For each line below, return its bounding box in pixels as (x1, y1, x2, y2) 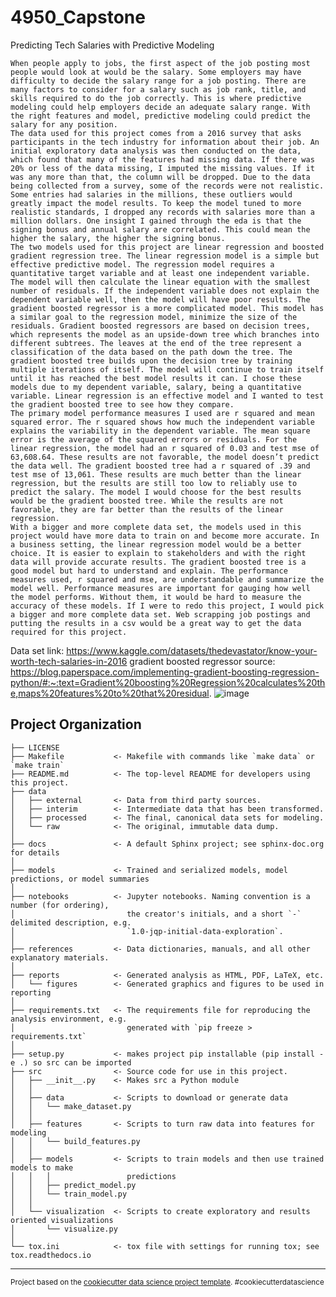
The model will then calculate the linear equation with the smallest (10, 277, 311, 287)
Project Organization (10, 716, 142, 733)
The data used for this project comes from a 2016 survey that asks (10, 128, 302, 138)
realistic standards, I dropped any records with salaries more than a (10, 207, 315, 217)
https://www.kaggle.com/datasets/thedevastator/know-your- (66, 644, 318, 656)
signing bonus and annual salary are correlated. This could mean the (10, 224, 311, 235)
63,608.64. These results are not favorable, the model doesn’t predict (10, 452, 320, 462)
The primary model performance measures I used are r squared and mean (10, 408, 315, 418)
